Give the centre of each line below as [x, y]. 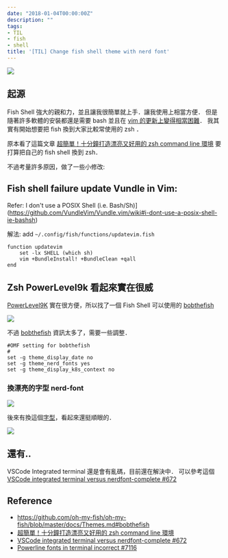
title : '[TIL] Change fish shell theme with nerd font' [88, 52]
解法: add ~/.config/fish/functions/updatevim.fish [81, 234]
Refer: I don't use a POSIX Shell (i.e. [58, 205]
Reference [30, 501]
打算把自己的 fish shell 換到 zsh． [54, 152]
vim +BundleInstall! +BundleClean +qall [78, 259]
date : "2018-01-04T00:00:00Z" [50, 13]
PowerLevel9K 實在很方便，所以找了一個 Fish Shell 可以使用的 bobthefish [111, 305]
